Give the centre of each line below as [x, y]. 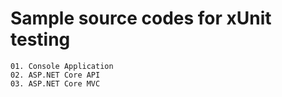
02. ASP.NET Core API [55, 75]
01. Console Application [62, 66]
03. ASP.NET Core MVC [55, 83]
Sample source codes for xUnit [141, 18]
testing [40, 39]
